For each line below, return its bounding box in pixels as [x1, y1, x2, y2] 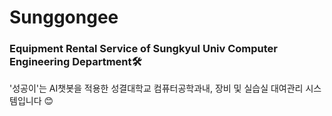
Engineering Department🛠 [9, 55, 142, 69]
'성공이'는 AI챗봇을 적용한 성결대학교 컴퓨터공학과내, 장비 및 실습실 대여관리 [9, 82, 304, 95]
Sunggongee [9, 6, 119, 29]
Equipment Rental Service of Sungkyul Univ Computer [9, 42, 278, 56]
